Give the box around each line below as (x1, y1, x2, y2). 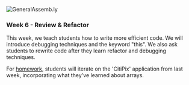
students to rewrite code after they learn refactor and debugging (6, 47, 167, 54)
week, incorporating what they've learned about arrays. (6, 72, 144, 79)
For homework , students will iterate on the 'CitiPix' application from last (6, 65, 184, 72)
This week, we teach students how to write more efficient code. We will (6, 34, 184, 42)
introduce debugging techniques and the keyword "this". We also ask (6, 41, 178, 48)
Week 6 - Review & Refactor (6, 20, 89, 29)
